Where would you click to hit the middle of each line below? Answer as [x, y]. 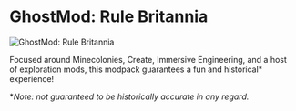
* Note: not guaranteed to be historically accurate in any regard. [129, 96]
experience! [32, 78]
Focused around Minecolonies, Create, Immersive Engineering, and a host [148, 59]
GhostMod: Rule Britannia [109, 17]
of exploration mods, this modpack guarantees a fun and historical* [136, 69]
